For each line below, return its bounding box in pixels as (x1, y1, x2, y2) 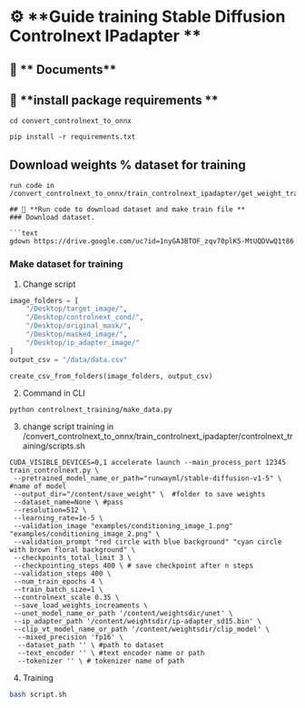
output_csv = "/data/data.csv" (9, 355, 128, 364)
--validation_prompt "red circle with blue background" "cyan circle (13, 537, 282, 546)
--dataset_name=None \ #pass (13, 497, 124, 507)
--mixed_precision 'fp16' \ (17, 633, 124, 642)
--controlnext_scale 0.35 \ (13, 593, 120, 603)
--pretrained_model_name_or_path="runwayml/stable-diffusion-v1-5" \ (13, 474, 282, 483)
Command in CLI (22, 388, 86, 398)
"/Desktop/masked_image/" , (25, 329, 128, 339)
